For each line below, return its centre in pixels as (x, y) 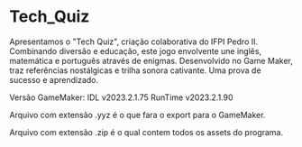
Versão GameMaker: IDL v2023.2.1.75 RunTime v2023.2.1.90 (121, 97)
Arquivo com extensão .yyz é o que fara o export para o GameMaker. (137, 115)
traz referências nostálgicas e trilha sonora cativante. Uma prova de (135, 70)
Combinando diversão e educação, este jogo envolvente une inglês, (136, 51)
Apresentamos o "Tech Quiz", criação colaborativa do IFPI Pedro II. (134, 41)
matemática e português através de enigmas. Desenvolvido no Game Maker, (151, 60)
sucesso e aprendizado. (54, 79)
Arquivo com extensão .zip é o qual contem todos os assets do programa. (146, 132)
